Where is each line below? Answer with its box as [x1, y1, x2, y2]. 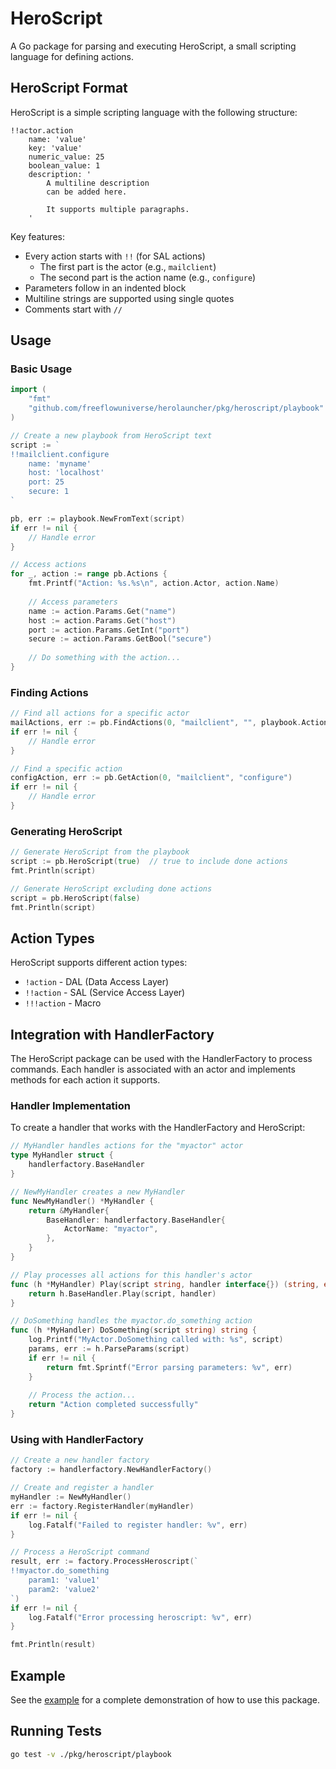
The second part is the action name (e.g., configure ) [39, 271, 257, 283]
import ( [10, 385, 47, 395]
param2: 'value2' [28, 1584, 101, 1594]
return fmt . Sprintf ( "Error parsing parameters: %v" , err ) [46, 1362, 293, 1372]
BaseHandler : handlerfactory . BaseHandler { [46, 1215, 226, 1225]
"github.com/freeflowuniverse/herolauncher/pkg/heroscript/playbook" [28, 403, 325, 414]
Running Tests [10, 1723, 102, 1740]
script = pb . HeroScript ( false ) [10, 893, 141, 903]
